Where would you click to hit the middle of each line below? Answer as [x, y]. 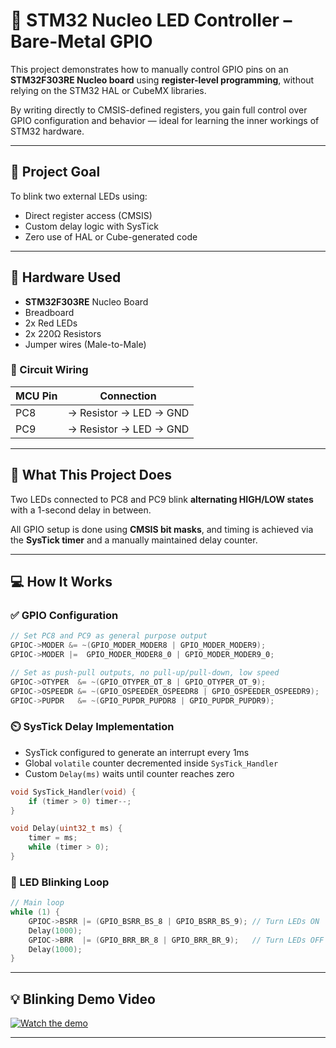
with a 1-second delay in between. [81, 510]
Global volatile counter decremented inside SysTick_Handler [151, 763]
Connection [128, 396]
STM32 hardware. [47, 131]
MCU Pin [36, 396]
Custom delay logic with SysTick [91, 226]
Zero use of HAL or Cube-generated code [111, 236]
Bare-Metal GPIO [81, 41]
